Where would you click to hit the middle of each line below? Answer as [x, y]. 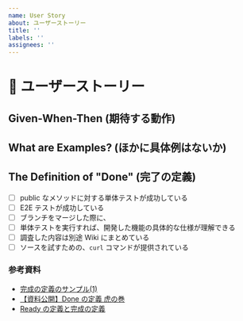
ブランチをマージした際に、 [65, 218]
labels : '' [26, 38]
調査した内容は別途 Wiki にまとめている [84, 238]
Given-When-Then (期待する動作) [92, 118]
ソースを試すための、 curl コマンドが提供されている [104, 247]
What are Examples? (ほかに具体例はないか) [118, 148]
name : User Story [37, 15]
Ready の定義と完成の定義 [62, 308]
